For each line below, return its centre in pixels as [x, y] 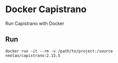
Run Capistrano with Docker [35, 23]
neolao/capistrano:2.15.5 [33, 55]
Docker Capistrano [46, 9]
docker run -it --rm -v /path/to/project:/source [59, 51]
